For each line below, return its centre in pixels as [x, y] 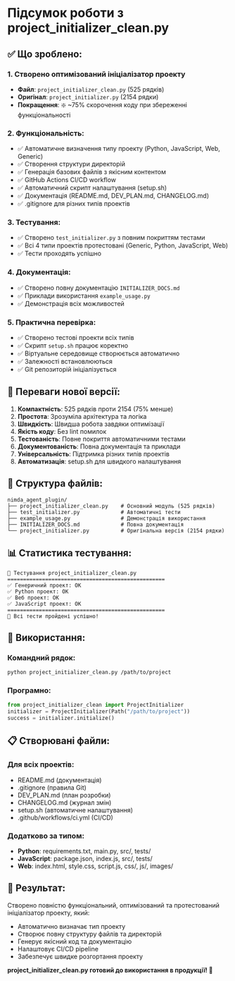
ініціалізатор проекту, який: [49, 913]
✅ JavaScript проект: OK [44, 604]
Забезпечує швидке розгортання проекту [80, 956]
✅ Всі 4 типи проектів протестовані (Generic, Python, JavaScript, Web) [123, 245]
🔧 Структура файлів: [55, 483]
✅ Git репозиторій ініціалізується [67, 370]
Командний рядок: [42, 657]
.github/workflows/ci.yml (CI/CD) [65, 817]
